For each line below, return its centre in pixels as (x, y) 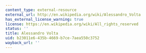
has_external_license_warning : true (44, 19)
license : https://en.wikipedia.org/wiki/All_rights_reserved (72, 24)
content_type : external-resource (41, 10)
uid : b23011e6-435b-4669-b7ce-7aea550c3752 (53, 38)
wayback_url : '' (23, 43)
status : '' (17, 29)
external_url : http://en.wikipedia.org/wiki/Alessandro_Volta (73, 15)
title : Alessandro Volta (32, 33)
